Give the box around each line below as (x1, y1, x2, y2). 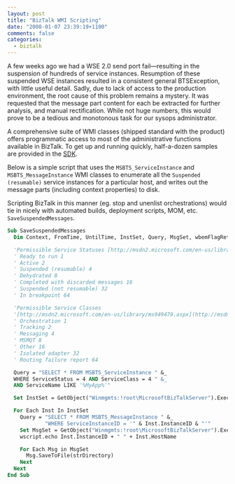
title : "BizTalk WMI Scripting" (7, 17, 101, 24)
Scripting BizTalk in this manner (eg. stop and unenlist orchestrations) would (7, 199, 227, 207)
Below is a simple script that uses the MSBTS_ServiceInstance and (7, 163, 194, 171)
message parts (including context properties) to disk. (7, 186, 160, 193)
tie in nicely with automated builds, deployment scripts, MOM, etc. (7, 207, 198, 214)
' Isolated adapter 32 (13, 350, 80, 357)
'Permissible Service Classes (13, 305, 101, 311)
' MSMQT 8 (13, 337, 42, 344)
